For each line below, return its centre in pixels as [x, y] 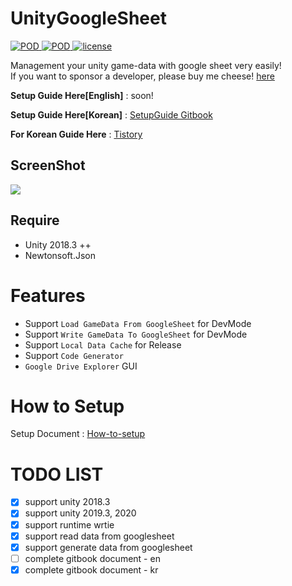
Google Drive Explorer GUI [81, 366]
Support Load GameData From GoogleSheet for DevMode [138, 323]
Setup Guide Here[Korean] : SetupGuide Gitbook [111, 114]
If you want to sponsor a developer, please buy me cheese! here [142, 76]
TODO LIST [57, 474]
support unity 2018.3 [67, 502]
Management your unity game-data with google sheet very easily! [146, 65]
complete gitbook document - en [92, 558]
